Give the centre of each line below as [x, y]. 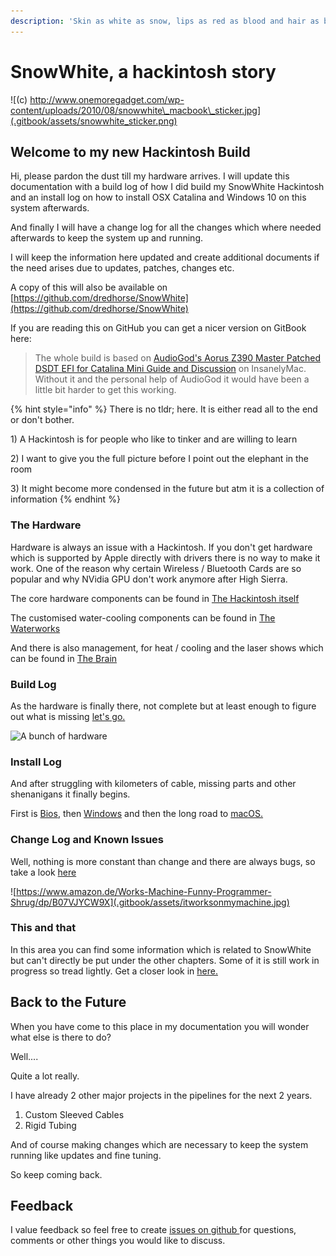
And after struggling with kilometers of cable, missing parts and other [153, 784]
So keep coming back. [56, 1174]
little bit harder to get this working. [105, 390]
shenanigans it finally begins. [70, 794]
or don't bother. [42, 420]
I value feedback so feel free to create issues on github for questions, [153, 1230]
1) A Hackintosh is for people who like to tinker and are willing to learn [154, 439]
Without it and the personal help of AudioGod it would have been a [172, 379]
